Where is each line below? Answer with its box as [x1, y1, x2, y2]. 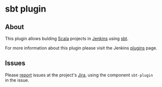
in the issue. [5, 77, 29, 83]
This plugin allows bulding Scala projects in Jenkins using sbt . [5, 35, 129, 41]
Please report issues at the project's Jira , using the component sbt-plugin [5, 72, 153, 78]
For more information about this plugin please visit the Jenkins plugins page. [5, 45, 158, 51]
